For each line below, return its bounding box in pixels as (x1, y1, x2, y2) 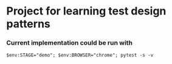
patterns (6, 17, 50, 31)
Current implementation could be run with (6, 39, 132, 47)
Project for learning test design (6, 4, 167, 18)
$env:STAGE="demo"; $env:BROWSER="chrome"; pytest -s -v (6, 53, 154, 59)
